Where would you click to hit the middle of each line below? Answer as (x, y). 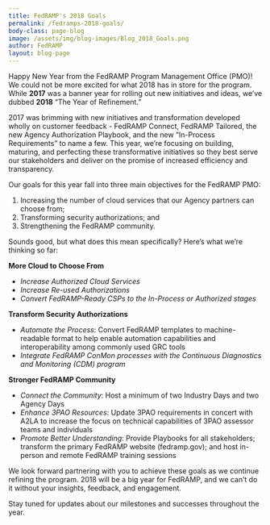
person (32, 455)
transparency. (31, 169)
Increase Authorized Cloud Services (80, 281)
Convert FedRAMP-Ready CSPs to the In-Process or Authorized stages (138, 298)
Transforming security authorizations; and (89, 217)
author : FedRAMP (35, 46)
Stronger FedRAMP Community (62, 379)
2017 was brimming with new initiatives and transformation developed (124, 117)
